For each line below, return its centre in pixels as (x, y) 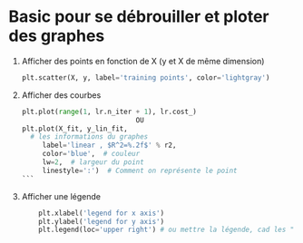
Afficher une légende (61, 196)
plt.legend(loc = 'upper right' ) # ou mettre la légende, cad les (162, 230)
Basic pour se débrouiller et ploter (139, 17)
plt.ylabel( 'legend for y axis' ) (102, 221)
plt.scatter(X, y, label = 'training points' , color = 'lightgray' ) (146, 78)
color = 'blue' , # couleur (91, 154)
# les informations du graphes (89, 137)
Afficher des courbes (61, 95)
